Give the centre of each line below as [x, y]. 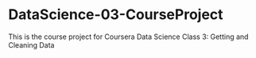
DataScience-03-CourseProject [116, 15]
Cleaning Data [31, 44]
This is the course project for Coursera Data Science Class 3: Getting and [128, 37]
